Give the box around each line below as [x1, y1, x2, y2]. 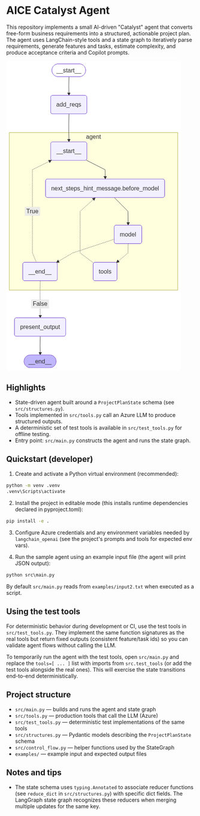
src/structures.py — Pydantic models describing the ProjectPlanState [14, 731, 192, 738]
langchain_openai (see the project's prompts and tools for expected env [14, 536, 193, 543]
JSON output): [14, 560, 51, 567]
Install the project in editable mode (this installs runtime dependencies [14, 500, 189, 507]
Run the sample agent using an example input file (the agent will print [14, 554, 186, 561]
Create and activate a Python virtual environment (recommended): [14, 470, 179, 477]
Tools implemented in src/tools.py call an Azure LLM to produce [14, 411, 176, 418]
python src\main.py [6, 572, 55, 578]
